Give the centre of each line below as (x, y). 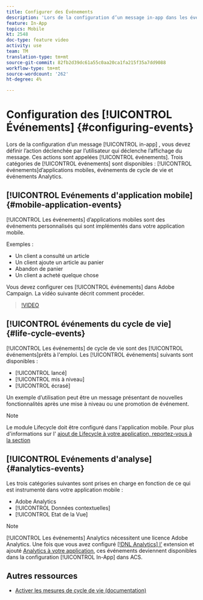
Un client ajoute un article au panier (59, 262)
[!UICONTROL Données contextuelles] (63, 508)
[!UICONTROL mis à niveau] (50, 379)
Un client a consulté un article (52, 255)
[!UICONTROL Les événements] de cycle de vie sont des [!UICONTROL (95, 348)
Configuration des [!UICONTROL (89, 115)
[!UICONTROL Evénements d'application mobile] (100, 195)
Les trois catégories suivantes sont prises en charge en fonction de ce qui (98, 483)
